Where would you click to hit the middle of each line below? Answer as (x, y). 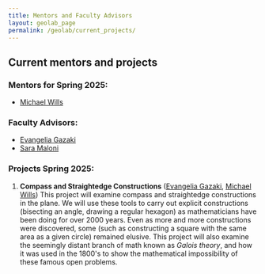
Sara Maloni (39, 148)
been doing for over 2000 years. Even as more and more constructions (135, 219)
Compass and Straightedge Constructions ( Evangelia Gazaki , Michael (135, 186)
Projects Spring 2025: (51, 169)
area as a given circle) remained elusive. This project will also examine (134, 236)
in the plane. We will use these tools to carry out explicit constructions (134, 203)
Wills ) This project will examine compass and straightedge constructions (138, 194)
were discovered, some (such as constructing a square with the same (133, 228)
